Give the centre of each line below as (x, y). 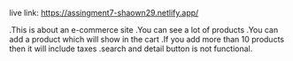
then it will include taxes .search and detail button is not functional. (131, 49)
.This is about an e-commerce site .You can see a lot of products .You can (144, 30)
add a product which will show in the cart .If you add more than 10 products (147, 39)
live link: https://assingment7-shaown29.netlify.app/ (104, 13)
